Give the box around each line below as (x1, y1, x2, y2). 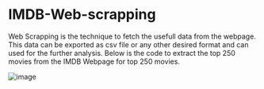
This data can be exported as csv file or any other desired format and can (8, 39, 249, 49)
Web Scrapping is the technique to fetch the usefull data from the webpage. (8, 32, 256, 41)
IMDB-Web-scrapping (8, 6, 156, 24)
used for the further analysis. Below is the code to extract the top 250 (8, 48, 236, 57)
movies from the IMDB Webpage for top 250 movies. (8, 57, 181, 66)
